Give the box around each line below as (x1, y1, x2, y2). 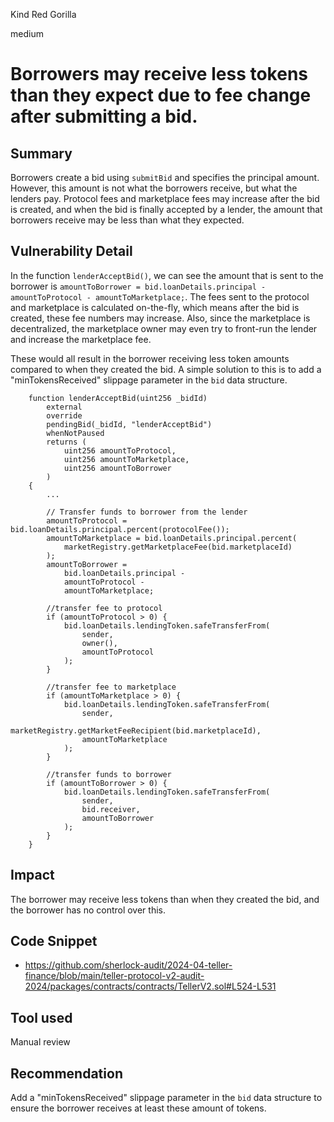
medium (10, 28, 44, 39)
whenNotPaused (46, 428, 105, 438)
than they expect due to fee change (10, 84, 312, 107)
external (46, 402, 83, 412)
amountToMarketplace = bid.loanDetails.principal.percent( (46, 533, 298, 543)
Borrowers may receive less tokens (10, 63, 308, 86)
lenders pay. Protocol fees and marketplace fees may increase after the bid (10, 193, 320, 204)
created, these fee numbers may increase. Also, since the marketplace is (10, 312, 311, 324)
